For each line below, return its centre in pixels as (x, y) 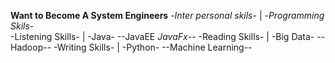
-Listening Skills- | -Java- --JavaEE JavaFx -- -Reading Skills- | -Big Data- (162, 36)
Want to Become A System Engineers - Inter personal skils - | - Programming (167, 15)
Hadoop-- (31, 47)
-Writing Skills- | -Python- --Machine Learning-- (153, 47)
